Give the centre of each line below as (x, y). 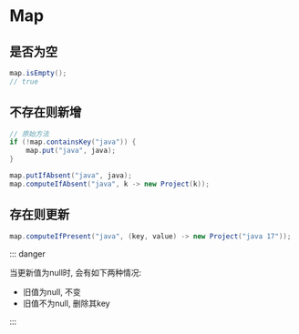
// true (24, 81)
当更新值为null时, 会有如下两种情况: (76, 272)
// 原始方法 (30, 134)
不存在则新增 (46, 112)
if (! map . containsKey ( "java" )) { (73, 142)
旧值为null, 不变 (52, 291)
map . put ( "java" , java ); (71, 151)
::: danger (27, 253)
